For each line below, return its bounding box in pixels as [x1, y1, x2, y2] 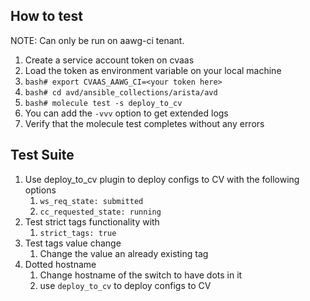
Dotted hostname [24, 258, 97, 270]
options [24, 184, 57, 196]
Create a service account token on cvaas [24, 54, 195, 66]
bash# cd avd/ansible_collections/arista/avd [24, 87, 218, 98]
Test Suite [10, 147, 75, 164]
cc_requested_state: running [39, 207, 162, 217]
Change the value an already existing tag [39, 247, 209, 259]
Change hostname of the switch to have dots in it [39, 269, 243, 281]
